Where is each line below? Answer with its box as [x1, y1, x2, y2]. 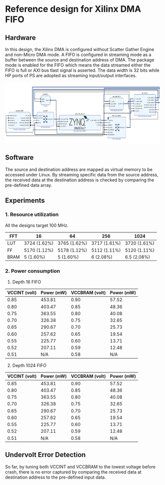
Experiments [5, 197, 45, 205]
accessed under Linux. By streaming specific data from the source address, [5, 171, 159, 177]
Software [5, 153, 34, 162]
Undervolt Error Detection [5, 451, 86, 459]
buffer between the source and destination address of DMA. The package [5, 57, 155, 62]
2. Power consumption [5, 268, 60, 275]
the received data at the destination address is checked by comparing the [5, 177, 155, 183]
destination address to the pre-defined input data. [5, 474, 106, 480]
